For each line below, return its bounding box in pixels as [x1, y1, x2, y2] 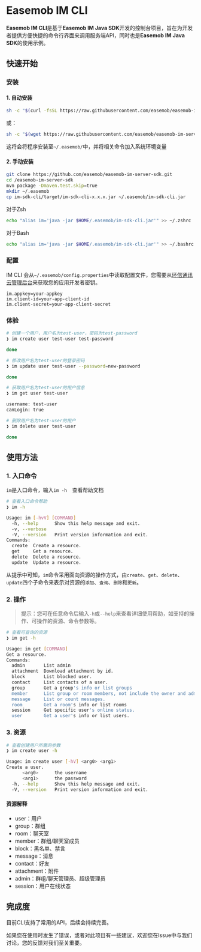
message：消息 [14, 852, 54, 860]
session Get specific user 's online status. [11, 707, 135, 714]
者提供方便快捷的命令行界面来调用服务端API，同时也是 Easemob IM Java [6, 31, 185, 39]
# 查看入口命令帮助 [6, 499, 48, 505]
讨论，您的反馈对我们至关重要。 [6, 939, 85, 946]
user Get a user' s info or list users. [11, 713, 130, 719]
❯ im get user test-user [6, 390, 68, 396]
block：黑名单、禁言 [14, 844, 66, 852]
